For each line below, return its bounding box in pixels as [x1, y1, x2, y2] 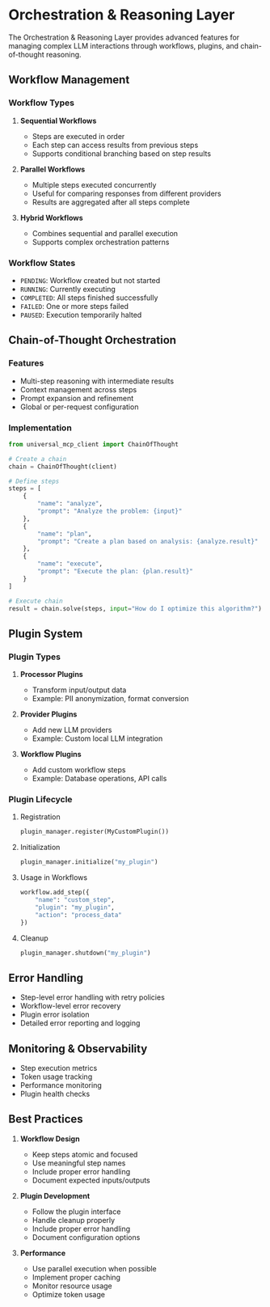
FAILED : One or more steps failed [19, 301, 129, 311]
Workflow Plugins [19, 750, 82, 759]
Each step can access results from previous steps [32, 140, 199, 150]
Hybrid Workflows [19, 213, 83, 222]
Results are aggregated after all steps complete [32, 197, 190, 207]
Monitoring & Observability [8, 1042, 148, 1055]
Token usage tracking [19, 1072, 93, 1081]
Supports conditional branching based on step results [32, 148, 212, 159]
